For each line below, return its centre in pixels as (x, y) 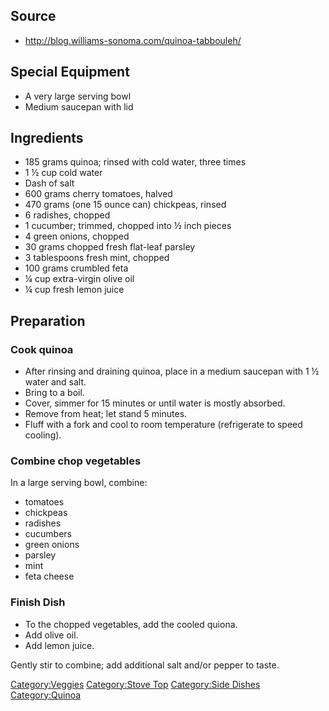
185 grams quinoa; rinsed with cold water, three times (135, 162)
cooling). (43, 435)
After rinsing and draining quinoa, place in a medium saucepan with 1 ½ (172, 371)
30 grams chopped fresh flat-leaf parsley (110, 247)
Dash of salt (49, 183)
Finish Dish (38, 602)
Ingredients (47, 138)
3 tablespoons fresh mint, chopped (97, 258)
